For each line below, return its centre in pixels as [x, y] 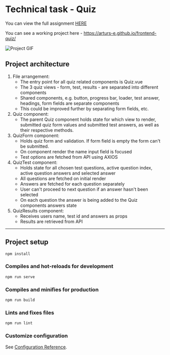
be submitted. [34, 146]
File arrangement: [31, 76]
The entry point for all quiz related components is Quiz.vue [81, 81]
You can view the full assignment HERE [46, 23]
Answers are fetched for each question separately [72, 184]
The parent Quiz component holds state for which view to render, [88, 119]
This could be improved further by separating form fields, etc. [84, 108]
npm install [18, 254]
